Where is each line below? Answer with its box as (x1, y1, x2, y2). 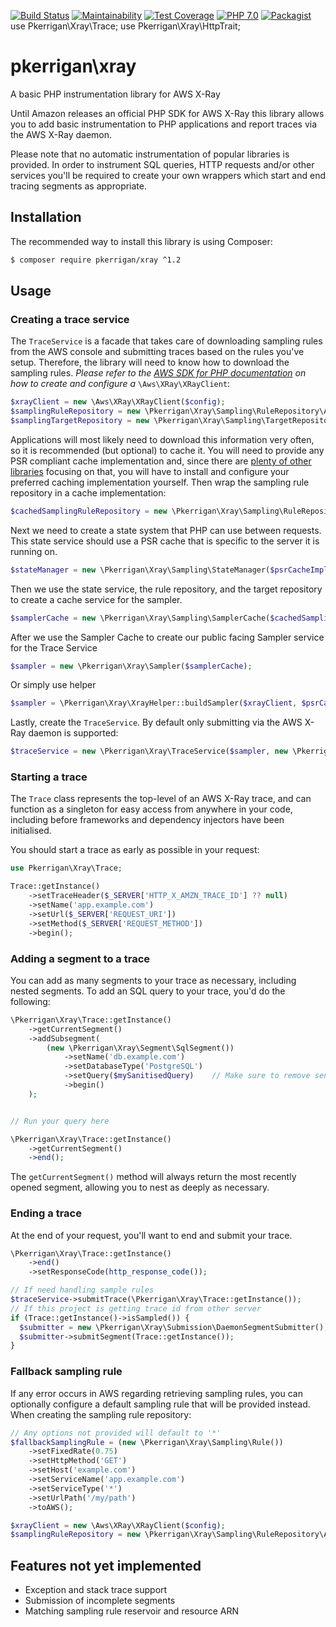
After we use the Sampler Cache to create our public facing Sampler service (10, 631, 325, 643)
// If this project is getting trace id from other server (10, 1303, 262, 1314)
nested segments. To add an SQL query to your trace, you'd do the (10, 985, 286, 997)
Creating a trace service (10, 312, 130, 326)
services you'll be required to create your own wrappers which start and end (10, 169, 326, 181)
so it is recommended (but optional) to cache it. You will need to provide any (10, 444, 325, 456)
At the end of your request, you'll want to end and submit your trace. (10, 1229, 293, 1241)
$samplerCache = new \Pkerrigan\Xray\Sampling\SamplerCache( (10, 613, 271, 623)
